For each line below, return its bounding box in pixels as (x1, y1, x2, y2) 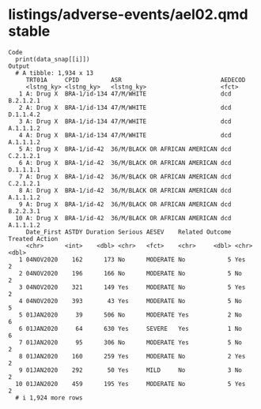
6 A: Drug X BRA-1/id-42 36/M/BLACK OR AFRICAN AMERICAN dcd (18, 159, 232, 167)
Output (8, 62, 30, 70)
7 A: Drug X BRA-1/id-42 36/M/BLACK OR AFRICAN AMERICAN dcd (18, 172, 232, 181)
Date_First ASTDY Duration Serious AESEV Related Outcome (25, 227, 232, 236)
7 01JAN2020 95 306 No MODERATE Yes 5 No (18, 338, 243, 347)
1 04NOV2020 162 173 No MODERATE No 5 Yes (18, 255, 246, 264)
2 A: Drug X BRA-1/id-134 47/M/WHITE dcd (18, 103, 232, 111)
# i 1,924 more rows (15, 393, 83, 402)
